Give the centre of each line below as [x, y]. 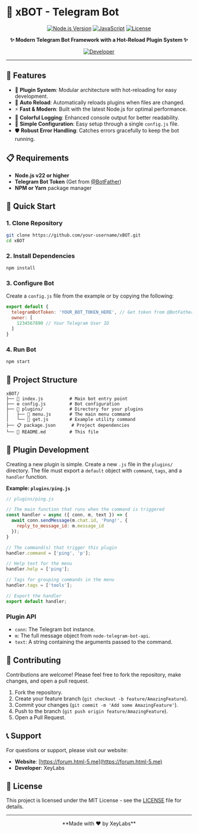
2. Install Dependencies [41, 256]
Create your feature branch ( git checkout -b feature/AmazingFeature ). [101, 699]
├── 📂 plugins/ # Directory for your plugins [75, 409]
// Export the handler [34, 596]
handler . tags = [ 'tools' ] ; [39, 585]
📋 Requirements [37, 158]
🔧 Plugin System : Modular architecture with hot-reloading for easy [95, 90]
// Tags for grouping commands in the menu [60, 580]
